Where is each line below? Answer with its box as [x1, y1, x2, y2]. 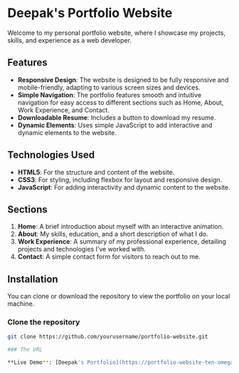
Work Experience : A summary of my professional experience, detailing [17, 237, 226, 246]
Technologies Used [7, 149, 95, 161]
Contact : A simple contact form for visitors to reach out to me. [17, 252, 201, 261]
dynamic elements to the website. [17, 128, 117, 136]
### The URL [7, 346, 43, 353]
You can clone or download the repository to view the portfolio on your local [7, 292, 230, 301]
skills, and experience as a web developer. [7, 36, 132, 44]
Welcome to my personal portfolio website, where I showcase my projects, [7, 28, 226, 37]
